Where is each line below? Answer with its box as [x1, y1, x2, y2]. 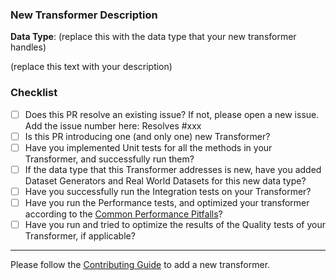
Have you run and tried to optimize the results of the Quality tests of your [24, 218, 326, 230]
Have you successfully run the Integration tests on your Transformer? [24, 185, 312, 197]
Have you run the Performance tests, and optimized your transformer [24, 196, 310, 208]
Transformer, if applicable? [24, 230, 136, 242]
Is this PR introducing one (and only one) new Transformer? [24, 130, 271, 142]
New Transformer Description [10, 8, 158, 22]
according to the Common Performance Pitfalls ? [24, 208, 223, 220]
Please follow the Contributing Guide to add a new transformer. [10, 259, 271, 271]
